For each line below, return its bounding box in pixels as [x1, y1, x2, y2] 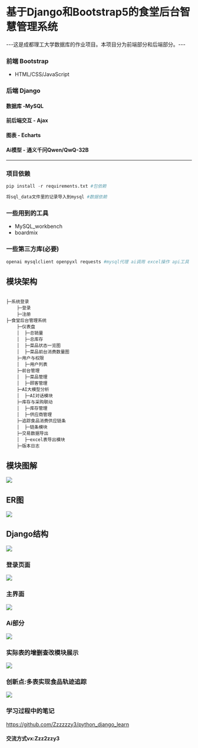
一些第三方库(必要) [6, 245, 60, 253]
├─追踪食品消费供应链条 [16, 418, 66, 424]
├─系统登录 [6, 299, 29, 305]
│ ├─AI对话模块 [16, 393, 53, 399]
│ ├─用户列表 [16, 361, 48, 368]
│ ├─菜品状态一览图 [16, 343, 61, 349]
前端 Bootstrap [6, 57, 49, 65]
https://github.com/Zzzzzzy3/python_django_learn [6, 721, 130, 728]
